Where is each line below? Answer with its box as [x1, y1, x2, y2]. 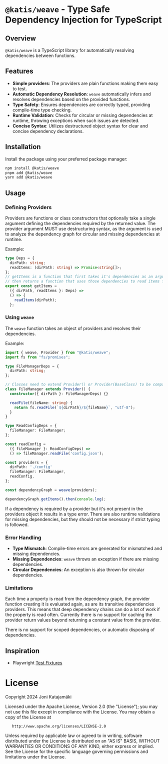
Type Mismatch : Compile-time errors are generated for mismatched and [12, 545, 162, 551]
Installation [5, 142, 41, 151]
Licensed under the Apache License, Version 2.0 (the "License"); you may [5, 703, 158, 709]
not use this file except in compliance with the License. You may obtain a [5, 709, 155, 715]
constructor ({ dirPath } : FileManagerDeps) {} [9, 391, 108, 396]
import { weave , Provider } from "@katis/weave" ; [5, 350, 111, 355]
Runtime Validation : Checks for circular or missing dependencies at [12, 112, 153, 118]
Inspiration [5, 646, 40, 655]
